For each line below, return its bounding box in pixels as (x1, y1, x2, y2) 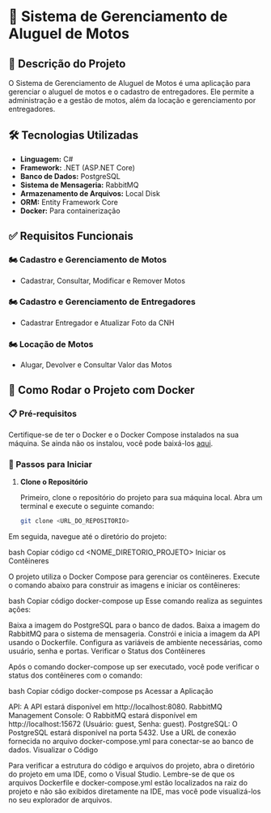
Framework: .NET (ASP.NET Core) (19, 162, 136, 173)
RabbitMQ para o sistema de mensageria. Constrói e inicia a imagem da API (8, 628, 260, 639)
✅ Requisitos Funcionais (8, 229, 133, 243)
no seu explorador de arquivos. (8, 794, 112, 805)
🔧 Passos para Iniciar (8, 458, 93, 469)
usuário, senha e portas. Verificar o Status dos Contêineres (8, 646, 206, 656)
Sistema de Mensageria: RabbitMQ (19, 180, 139, 190)
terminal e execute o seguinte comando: (19, 502, 155, 511)
